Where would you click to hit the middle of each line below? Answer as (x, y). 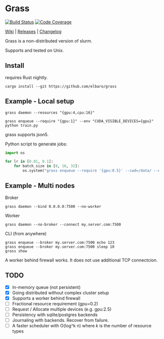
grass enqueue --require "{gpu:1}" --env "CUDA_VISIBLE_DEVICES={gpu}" (79, 121)
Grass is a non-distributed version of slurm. (49, 41)
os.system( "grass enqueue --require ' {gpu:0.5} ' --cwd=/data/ (87, 171)
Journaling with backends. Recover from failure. (60, 320)
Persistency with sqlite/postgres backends (55, 315)
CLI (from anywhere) (26, 233)
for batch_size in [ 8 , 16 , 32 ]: (47, 166)
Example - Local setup (40, 101)
